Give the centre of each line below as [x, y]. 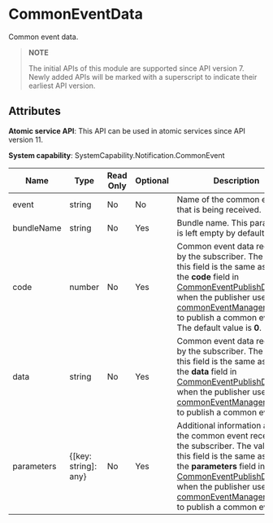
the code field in [208, 276]
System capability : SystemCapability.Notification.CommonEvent [117, 155]
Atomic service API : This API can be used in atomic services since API [127, 130]
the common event [212, 435]
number [84, 287]
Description [236, 180]
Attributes [35, 111]
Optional [152, 180]
